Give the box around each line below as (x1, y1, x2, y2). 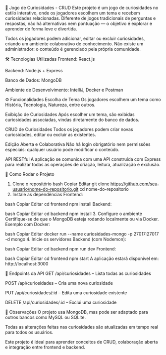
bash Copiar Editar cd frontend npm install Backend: (5, 201, 112, 207)
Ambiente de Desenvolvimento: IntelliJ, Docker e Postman (5, 87, 123, 93)
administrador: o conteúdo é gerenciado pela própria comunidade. (5, 46, 141, 52)
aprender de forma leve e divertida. (5, 26, 77, 32)
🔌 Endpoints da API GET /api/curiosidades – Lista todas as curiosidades (5, 270, 151, 276)
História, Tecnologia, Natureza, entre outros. (5, 102, 96, 108)
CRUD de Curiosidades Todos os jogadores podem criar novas (5, 126, 133, 132)
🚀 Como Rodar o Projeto (5, 171, 55, 177)
